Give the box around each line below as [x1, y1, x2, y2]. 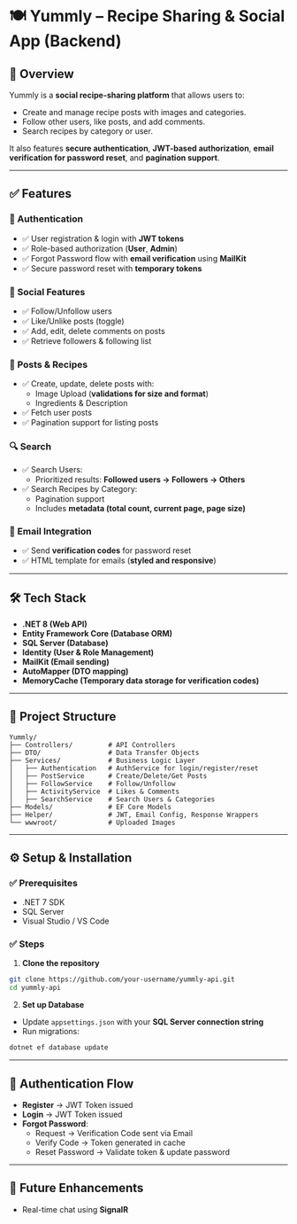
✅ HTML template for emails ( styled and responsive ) [21, 555, 217, 565]
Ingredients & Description [34, 398, 128, 409]
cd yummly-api [9, 984, 62, 993]
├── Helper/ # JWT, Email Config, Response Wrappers [9, 810, 259, 819]
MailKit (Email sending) [21, 656, 110, 667]
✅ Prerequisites [9, 877, 78, 889]
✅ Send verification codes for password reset [21, 545, 192, 556]
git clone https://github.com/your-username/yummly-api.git [9, 975, 236, 984]
